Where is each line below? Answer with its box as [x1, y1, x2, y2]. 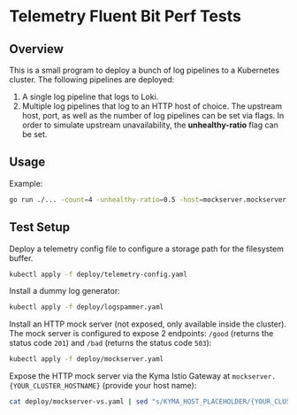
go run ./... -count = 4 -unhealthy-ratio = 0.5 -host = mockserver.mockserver [9, 195, 287, 204]
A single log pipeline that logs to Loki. [21, 91, 159, 102]
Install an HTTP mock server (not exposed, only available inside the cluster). [9, 319, 287, 329]
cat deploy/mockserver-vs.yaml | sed [9, 397, 148, 406]
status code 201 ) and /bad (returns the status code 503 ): [9, 338, 212, 349]
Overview [9, 42, 65, 57]
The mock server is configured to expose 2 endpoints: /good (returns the [9, 328, 274, 339]
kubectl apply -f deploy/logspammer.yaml [9, 303, 164, 311]
